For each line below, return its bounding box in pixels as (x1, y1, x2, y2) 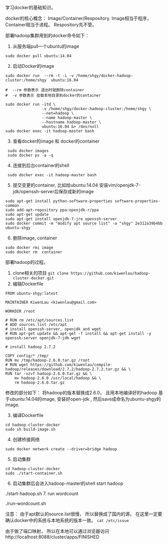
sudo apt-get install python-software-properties (5, 199, 113, 204)
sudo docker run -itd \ (5, 102, 56, 107)
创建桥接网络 (12, 437, 40, 442)
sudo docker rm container (5, 250, 63, 255)
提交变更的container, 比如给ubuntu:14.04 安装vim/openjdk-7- (12, 182, 141, 188)
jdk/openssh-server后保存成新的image (12, 188, 94, 195)
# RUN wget (5, 362, 29, 367)
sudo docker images (7, 148, 49, 153)
